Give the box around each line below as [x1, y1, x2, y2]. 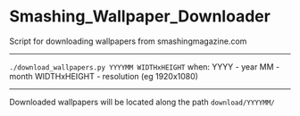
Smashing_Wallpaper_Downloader [9, 6, 271, 27]
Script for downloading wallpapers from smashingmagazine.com [9, 36, 247, 46]
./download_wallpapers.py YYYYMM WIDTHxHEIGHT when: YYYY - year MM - [9, 61, 280, 72]
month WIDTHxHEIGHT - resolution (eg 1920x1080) [9, 70, 199, 81]
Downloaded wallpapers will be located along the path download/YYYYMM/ [9, 96, 275, 107]
